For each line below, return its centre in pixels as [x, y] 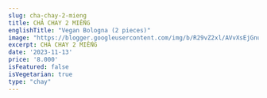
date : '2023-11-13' [41, 52]
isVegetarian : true [41, 74]
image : [19, 38]
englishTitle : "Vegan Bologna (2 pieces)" [79, 30]
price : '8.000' [33, 60]
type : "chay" [30, 81]
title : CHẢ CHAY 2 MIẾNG [49, 23]
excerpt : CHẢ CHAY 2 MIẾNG [53, 45]
